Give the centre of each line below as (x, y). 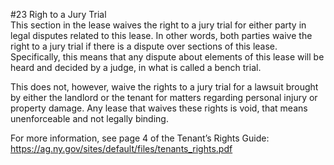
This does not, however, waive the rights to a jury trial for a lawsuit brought (164, 87)
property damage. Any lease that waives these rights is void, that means (159, 108)
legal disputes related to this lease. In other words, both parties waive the (161, 35)
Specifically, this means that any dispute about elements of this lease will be (167, 57)
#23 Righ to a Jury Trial (58, 14)
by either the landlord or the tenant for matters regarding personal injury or (164, 97)
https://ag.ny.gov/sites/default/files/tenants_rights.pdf (121, 148)
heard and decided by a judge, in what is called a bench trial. (136, 67)
